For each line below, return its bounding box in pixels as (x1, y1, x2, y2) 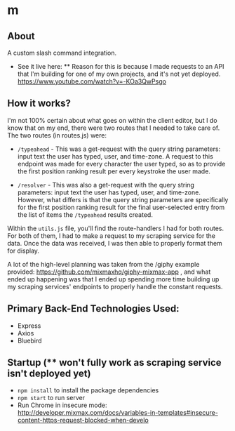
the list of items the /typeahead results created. (17, 210, 153, 219)
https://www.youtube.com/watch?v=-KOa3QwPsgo (17, 77, 167, 86)
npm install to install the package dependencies (17, 386, 159, 394)
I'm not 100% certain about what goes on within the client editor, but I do (7, 116, 217, 124)
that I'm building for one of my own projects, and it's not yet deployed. (17, 69, 221, 78)
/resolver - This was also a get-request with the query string (17, 180, 195, 189)
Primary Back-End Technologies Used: (7, 303, 180, 314)
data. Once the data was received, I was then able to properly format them (7, 239, 222, 247)
